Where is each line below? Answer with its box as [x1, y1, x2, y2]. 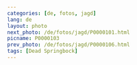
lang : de [7, 16, 32, 23]
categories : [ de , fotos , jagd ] [7, 9, 97, 17]
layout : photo [7, 22, 48, 29]
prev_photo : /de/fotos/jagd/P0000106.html [7, 41, 130, 48]
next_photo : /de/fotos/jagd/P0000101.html [7, 28, 130, 36]
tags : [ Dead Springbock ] [7, 48, 78, 55]
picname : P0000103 [7, 35, 60, 42]
